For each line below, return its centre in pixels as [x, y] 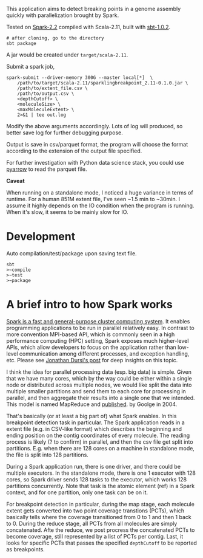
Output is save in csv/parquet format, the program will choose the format [97, 144]
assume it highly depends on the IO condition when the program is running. [100, 205]
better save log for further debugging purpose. [65, 133]
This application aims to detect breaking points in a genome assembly [94, 9]
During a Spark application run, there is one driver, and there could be [93, 466]
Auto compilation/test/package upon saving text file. [72, 253]
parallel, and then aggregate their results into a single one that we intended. [101, 398]
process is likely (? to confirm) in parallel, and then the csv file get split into [100, 442]
